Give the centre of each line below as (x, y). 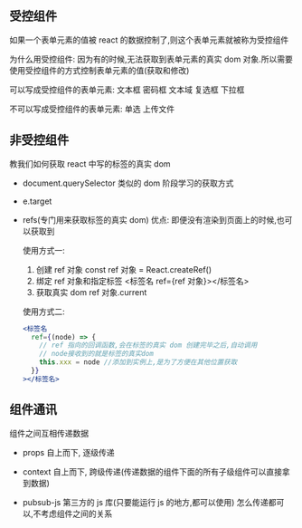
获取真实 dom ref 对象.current (91, 292)
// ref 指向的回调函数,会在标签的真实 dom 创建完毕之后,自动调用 (148, 346)
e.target (37, 201)
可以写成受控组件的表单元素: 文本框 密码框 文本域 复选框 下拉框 (127, 90)
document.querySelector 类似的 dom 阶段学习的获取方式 (128, 183)
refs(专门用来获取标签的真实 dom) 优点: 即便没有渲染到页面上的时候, (150, 219)
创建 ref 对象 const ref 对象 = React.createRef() (124, 269)
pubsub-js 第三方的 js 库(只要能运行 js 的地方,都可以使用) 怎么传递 (146, 502)
